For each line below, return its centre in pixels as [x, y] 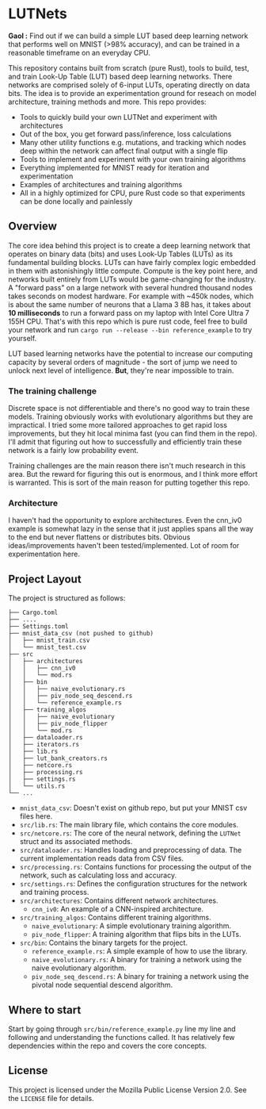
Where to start [45, 1009]
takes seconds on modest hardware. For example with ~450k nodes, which [131, 296]
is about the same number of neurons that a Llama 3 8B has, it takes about [129, 304]
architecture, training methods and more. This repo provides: [108, 102]
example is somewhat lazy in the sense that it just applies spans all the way [131, 529]
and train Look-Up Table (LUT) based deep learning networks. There [120, 76]
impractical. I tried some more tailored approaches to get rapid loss [118, 425]
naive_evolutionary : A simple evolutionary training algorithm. [131, 926]
